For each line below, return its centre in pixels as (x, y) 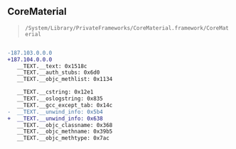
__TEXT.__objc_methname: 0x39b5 (65, 132)
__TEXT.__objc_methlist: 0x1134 (65, 79)
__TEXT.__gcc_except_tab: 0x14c (65, 105)
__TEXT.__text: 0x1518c (52, 66)
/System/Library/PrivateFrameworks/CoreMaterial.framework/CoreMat (127, 28)
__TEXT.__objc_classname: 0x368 (65, 125)
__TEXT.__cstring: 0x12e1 (55, 92)
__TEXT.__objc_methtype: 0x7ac (63, 138)
